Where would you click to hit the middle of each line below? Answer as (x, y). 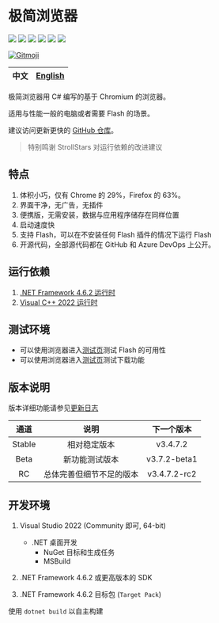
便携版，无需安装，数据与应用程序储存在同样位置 (99, 215)
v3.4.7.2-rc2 (172, 474)
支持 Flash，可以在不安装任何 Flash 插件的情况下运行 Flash (115, 234)
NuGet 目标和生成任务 (79, 552)
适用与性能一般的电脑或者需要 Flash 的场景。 (81, 113)
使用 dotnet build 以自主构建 (56, 611)
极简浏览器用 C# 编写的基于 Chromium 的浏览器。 (89, 97)
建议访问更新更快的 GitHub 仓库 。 (63, 130)
